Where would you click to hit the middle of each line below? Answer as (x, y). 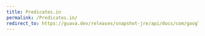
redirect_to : (23, 23)
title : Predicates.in (34, 12)
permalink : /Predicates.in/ (42, 18)
